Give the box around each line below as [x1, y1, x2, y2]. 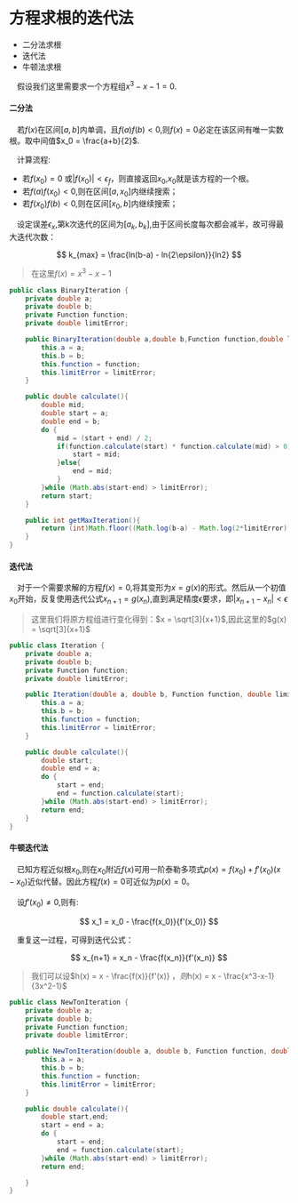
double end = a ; [41, 764, 101, 774]
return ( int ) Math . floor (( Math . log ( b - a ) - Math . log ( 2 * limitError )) [41, 524, 292, 533]
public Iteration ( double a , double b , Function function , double [25, 690, 272, 699]
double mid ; [41, 401, 86, 410]
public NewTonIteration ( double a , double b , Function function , [25, 1047, 268, 1056]
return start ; [41, 491, 93, 501]
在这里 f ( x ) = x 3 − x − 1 [30, 266, 113, 278]
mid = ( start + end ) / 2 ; [56, 433, 153, 443]
